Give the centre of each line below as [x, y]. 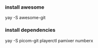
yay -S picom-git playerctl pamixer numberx [49, 40]
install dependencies [30, 30]
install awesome [25, 7]
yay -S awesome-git [25, 18]
